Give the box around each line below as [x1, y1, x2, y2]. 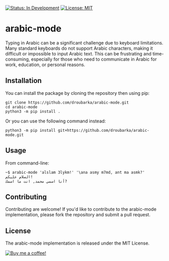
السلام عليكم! [5, 174, 33, 179]
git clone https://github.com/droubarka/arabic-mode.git [5, 100, 129, 105]
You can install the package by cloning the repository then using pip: [5, 90, 150, 96]
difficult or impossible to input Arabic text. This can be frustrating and [5, 50, 152, 56]
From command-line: [5, 159, 50, 166]
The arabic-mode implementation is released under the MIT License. [5, 240, 150, 246]
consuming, [5, 56, 30, 62]
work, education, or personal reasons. [5, 62, 85, 68]
